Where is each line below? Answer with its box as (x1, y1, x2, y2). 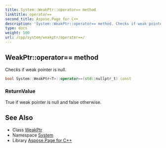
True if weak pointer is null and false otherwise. (5, 99, 102, 105)
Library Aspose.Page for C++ (12, 137, 73, 143)
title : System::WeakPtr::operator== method (5, 7, 96, 12)
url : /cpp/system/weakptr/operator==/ (5, 35, 85, 40)
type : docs (5, 26, 28, 31)
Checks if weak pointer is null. (5, 67, 67, 73)
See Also (5, 114, 33, 122)
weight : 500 (5, 30, 30, 35)
